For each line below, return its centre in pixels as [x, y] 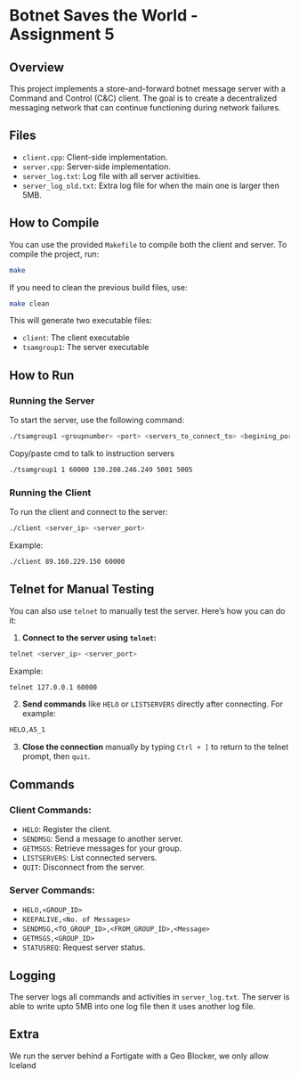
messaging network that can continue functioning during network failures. [145, 107]
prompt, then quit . [56, 756]
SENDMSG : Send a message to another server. [103, 838]
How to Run [42, 375]
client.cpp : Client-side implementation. [95, 157]
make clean [29, 304]
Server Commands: [52, 890]
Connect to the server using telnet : [89, 637]
